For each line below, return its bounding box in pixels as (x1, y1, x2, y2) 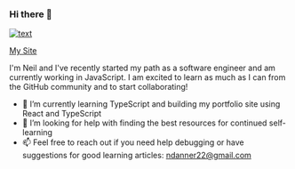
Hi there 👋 (9, 8, 53, 20)
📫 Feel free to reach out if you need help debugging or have (21, 137, 244, 148)
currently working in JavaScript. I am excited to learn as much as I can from (9, 72, 286, 83)
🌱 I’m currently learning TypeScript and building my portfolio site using (21, 99, 281, 109)
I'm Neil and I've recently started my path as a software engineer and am (9, 62, 275, 74)
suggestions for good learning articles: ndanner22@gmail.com (21, 150, 251, 161)
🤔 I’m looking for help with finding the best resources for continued (21, 117, 267, 128)
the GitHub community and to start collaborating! (9, 82, 188, 93)
